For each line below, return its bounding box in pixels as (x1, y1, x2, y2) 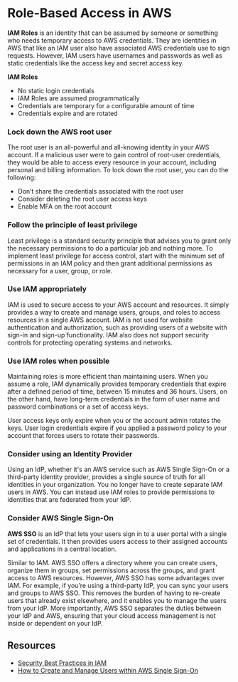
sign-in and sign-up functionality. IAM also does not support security (7, 330, 210, 339)
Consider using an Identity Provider (7, 449, 133, 459)
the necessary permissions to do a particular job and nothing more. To (7, 243, 213, 252)
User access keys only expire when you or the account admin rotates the (7, 416, 222, 425)
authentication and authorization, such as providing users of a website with (7, 322, 227, 332)
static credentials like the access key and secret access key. (7, 58, 184, 67)
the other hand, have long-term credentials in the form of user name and (7, 395, 220, 404)
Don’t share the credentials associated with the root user (17, 187, 184, 196)
